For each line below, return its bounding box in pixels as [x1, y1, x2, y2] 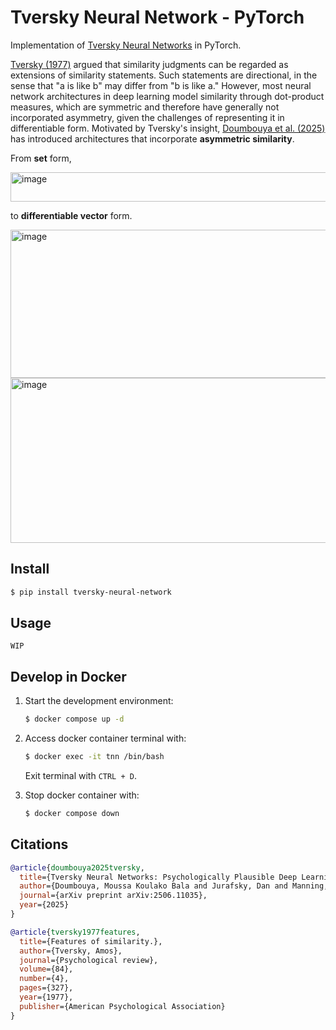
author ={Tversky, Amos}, [19, 946, 123, 956]
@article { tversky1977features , [10, 927, 141, 937]
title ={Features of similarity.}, [19, 936, 163, 946]
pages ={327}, [19, 983, 74, 993]
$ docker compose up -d [24, 714, 125, 725]
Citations [10, 836, 69, 853]
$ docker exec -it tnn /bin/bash [24, 752, 165, 762]
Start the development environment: [24, 695, 174, 707]
